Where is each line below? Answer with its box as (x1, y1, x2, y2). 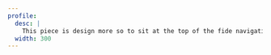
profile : (7, 11, 37, 20)
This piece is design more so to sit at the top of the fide (22, 27, 232, 35)
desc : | (15, 19, 41, 27)
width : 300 (15, 34, 52, 43)
